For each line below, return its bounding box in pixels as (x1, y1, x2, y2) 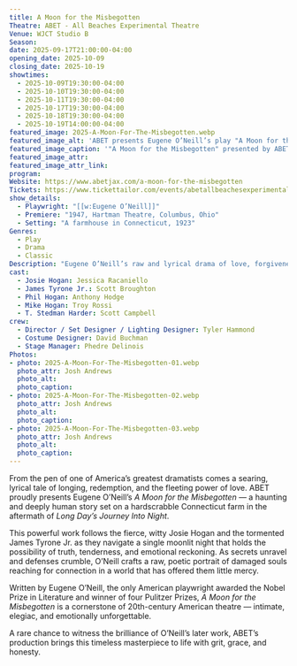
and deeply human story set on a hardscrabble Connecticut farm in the (9, 501, 268, 511)
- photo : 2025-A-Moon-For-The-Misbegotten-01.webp (9, 358, 200, 367)
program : (9, 169, 42, 178)
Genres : (9, 226, 38, 235)
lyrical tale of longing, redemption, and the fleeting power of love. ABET (9, 483, 270, 493)
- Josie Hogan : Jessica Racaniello (17, 276, 148, 285)
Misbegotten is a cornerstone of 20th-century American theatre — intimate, (9, 601, 286, 611)
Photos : (9, 350, 38, 359)
